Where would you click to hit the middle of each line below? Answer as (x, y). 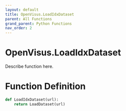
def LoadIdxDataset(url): (32, 100)
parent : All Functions (29, 19)
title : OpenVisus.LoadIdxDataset (40, 14)
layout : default (22, 10)
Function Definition (45, 86)
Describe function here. (29, 66)
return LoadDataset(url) (40, 104)
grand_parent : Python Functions (38, 24)
